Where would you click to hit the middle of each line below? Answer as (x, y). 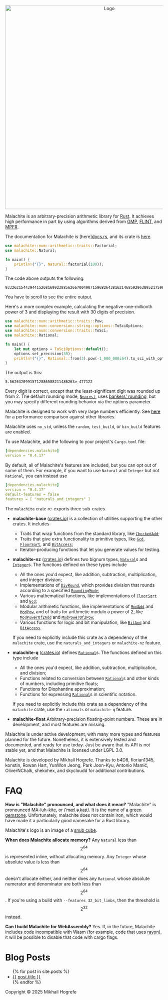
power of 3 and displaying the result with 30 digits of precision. (70, 312)
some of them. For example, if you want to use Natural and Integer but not (82, 470)
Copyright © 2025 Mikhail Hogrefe (41, 992)
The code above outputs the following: (45, 278)
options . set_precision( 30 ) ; (43, 354)
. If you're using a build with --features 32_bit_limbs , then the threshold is (82, 900)
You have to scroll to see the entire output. (49, 297)
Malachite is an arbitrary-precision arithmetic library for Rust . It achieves (79, 216)
